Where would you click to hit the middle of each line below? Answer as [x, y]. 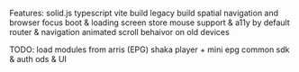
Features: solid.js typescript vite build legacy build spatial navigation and [144, 13]
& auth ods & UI [38, 59]
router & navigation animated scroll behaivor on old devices [119, 32]
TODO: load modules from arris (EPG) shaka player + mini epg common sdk [149, 49]
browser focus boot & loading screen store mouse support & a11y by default [149, 22]
